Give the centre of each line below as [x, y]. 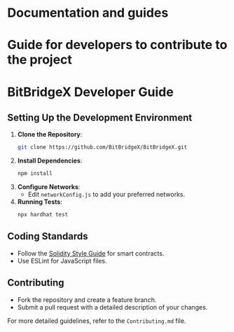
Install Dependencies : [50, 161]
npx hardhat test [43, 215]
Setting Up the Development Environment [100, 117]
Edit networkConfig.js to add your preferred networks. [106, 195]
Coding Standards [48, 236]
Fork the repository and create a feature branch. [87, 300]
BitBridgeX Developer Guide [90, 92]
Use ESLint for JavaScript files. [62, 261]
